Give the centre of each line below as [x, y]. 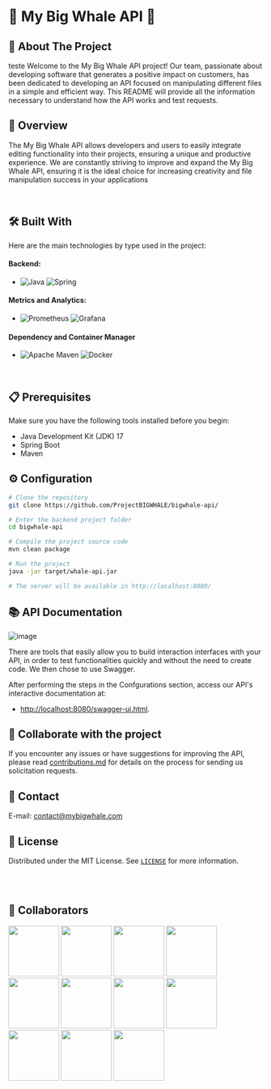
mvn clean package [39, 550]
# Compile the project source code [68, 542]
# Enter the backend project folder [70, 520]
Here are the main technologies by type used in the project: [107, 245]
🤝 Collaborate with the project [85, 734]
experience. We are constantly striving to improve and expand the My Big [131, 162]
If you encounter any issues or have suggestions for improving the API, [127, 754]
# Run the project [39, 564]
